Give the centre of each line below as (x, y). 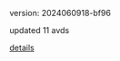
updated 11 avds (40, 30)
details (22, 48)
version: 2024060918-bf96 (60, 13)
